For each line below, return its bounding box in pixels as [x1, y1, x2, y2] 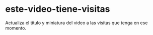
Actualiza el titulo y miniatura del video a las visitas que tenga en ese [5, 20, 148, 26]
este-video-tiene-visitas [5, 3, 110, 15]
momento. [5, 25, 27, 31]
